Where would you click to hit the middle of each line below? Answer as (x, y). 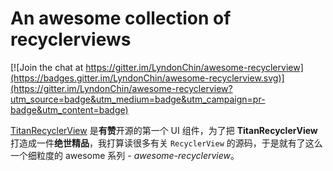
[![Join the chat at (47, 67)
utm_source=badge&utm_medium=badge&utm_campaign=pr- (138, 99)
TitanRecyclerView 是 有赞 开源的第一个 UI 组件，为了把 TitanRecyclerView (164, 130)
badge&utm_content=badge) (69, 109)
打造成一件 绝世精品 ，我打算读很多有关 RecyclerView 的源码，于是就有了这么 (166, 143)
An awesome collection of (121, 18)
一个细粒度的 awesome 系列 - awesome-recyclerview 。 (125, 155)
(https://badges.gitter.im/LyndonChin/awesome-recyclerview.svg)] (147, 78)
